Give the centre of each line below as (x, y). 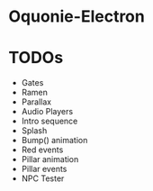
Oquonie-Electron (76, 17)
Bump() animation (54, 141)
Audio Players (47, 112)
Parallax (36, 102)
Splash (34, 131)
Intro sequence (49, 121)
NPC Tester (43, 178)
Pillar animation (50, 159)
